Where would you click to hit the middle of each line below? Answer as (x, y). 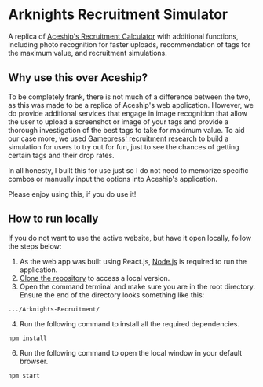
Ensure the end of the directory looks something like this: (112, 295)
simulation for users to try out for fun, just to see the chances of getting (124, 146)
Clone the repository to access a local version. (95, 278)
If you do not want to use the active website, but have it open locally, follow (130, 238)
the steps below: (35, 246)
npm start (24, 375)
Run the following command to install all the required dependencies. (130, 323)
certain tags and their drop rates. (62, 155)
